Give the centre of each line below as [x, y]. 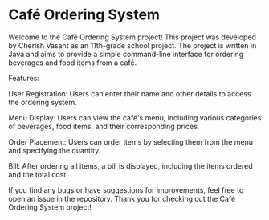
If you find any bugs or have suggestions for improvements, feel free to [126, 189]
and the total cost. [38, 174]
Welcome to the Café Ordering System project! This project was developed [132, 37]
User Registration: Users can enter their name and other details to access [130, 93]
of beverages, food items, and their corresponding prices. [104, 126]
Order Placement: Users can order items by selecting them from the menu [130, 141]
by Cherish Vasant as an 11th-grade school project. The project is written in [132, 45]
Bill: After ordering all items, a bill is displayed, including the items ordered [130, 165]
